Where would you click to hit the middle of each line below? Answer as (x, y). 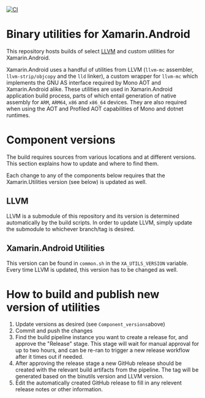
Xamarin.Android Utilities (56, 248)
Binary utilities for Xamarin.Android (99, 34)
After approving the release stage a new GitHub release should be (99, 363)
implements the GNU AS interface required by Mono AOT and (84, 82)
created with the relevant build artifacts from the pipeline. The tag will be (107, 370)
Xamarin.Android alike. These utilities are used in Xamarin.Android (89, 89)
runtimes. (18, 115)
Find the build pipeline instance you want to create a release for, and (102, 337)
